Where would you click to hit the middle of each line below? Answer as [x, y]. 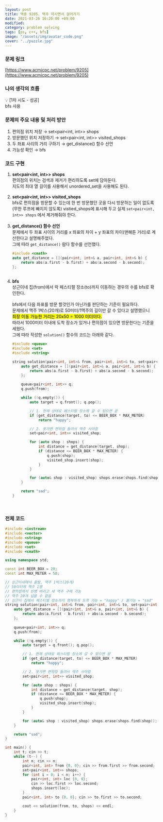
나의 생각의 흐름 [22, 88]
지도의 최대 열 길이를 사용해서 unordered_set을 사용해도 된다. [70, 186]
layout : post [18, 9]
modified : [15, 23]
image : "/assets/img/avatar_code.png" [44, 37]
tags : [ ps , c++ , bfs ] [27, 32]
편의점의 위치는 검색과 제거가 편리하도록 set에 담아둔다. [64, 180]
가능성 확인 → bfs [29, 150]
